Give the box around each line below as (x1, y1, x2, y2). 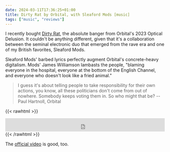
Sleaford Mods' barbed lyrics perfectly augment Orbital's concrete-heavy (5, 57, 159, 63)
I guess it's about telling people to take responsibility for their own (17, 82, 155, 88)
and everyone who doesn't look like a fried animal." (5, 73, 112, 79)
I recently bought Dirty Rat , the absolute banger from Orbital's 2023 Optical (5, 31, 163, 37)
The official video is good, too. (5, 141, 69, 147)
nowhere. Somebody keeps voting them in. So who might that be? (17, 93, 155, 99)
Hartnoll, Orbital (28, 98, 62, 105)
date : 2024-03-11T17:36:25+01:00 (5, 7, 76, 13)
